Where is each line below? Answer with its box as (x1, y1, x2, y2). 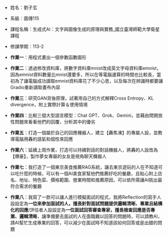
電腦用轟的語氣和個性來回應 (14, 136, 73, 142)
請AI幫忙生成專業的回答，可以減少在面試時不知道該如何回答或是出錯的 (10, 220, 158, 226)
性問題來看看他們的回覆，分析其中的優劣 (10, 119, 95, 125)
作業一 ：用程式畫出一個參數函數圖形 (10, 54, 87, 60)
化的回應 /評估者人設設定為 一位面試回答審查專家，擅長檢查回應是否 (10, 207, 151, 213)
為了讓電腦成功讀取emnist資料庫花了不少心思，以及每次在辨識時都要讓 (14, 78, 163, 84)
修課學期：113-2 (10, 43, 44, 50)
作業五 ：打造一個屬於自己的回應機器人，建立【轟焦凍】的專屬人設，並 (10, 130, 158, 135)
